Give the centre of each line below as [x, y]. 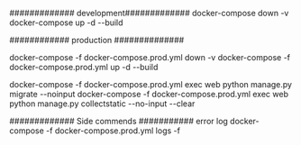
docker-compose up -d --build [66, 23]
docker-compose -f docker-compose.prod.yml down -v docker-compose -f [150, 57]
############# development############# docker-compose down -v [149, 13]
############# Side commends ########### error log [119, 121]
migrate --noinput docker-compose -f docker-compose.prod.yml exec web [149, 94]
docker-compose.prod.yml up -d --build [84, 67]
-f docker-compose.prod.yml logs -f [113, 131]
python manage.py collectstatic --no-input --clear [102, 104]
